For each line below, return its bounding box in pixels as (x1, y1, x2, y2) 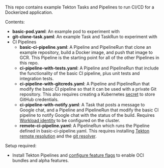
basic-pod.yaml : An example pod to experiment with (12, 29, 120, 34)
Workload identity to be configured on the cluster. (19, 118, 120, 123)
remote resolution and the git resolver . (19, 133, 97, 139)
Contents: (5, 19, 25, 25)
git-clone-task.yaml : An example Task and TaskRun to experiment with (12, 34, 158, 39)
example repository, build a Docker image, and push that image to (19, 49, 153, 55)
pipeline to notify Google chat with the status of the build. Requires (19, 112, 155, 118)
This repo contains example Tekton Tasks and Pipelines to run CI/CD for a (5, 4, 155, 10)
